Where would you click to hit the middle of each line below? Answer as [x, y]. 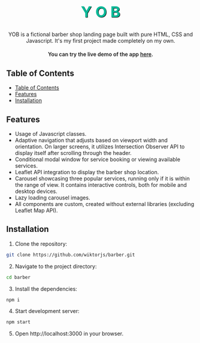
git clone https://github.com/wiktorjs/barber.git [71, 255]
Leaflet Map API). [36, 211]
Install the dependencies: [46, 289]
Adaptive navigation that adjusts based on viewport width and [91, 141]
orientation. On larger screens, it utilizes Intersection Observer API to [100, 147]
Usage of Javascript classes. [51, 134]
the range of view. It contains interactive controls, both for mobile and [101, 185]
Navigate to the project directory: [56, 266]
